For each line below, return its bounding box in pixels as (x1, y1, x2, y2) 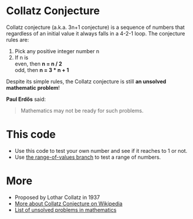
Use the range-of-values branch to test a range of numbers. (14, 153, 161, 161)
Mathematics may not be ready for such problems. (20, 107, 144, 114)
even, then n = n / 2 (14, 60, 63, 67)
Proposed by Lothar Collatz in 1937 (14, 194, 100, 201)
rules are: (6, 36, 30, 43)
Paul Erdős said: (6, 96, 46, 103)
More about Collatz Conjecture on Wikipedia (14, 200, 123, 207)
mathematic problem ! (6, 84, 60, 91)
